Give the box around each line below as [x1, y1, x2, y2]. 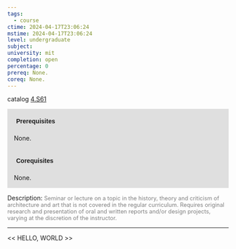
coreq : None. [7, 75, 46, 83]
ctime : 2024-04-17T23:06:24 [7, 23, 90, 30]
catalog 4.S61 [7, 95, 47, 103]
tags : [7, 10, 23, 18]
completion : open [7, 56, 58, 63]
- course [13, 17, 39, 24]
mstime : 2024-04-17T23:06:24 [7, 30, 93, 37]
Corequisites [16, 157, 54, 165]
